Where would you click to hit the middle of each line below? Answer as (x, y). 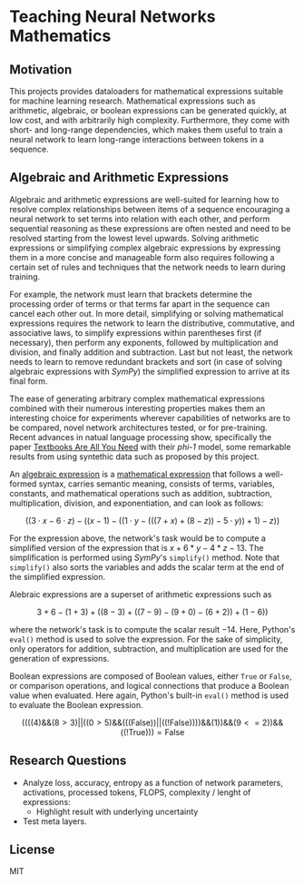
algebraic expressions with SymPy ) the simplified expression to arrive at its (150, 371)
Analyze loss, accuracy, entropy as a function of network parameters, (153, 782)
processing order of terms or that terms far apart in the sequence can (140, 304)
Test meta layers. (55, 821)
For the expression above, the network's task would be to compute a (137, 538)
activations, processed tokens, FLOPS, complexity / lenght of (137, 792)
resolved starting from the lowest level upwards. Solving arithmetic (134, 238)
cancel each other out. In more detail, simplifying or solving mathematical (147, 313)
